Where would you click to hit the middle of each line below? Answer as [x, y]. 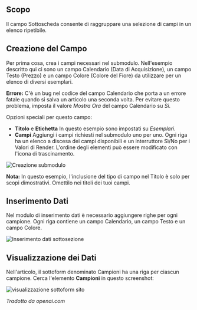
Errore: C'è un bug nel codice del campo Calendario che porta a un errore [96, 93]
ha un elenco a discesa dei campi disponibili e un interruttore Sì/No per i [102, 141]
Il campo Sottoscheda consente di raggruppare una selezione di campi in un [99, 24]
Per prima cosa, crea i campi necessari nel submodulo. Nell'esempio [89, 63]
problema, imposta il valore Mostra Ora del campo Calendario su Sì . [88, 105]
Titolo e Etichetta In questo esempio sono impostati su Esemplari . [95, 128]
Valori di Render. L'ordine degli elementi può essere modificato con [96, 147]
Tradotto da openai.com [36, 301]
